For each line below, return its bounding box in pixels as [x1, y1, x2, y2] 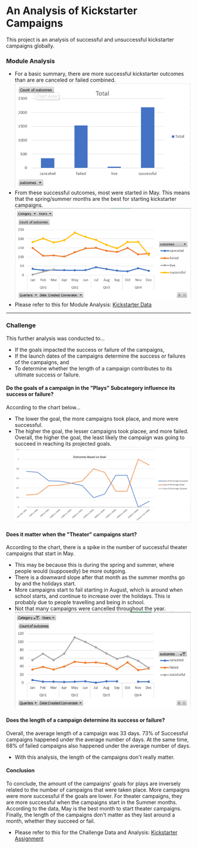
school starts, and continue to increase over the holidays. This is [14, 593, 171, 600]
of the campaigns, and [14, 358, 69, 365]
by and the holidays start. [14, 580, 76, 587]
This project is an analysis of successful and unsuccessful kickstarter [6, 36, 174, 43]
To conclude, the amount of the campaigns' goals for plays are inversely [6, 780, 181, 787]
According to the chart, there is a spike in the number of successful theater [6, 544, 188, 551]
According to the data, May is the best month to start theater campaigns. [6, 805, 182, 812]
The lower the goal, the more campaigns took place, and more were [14, 415, 179, 422]
